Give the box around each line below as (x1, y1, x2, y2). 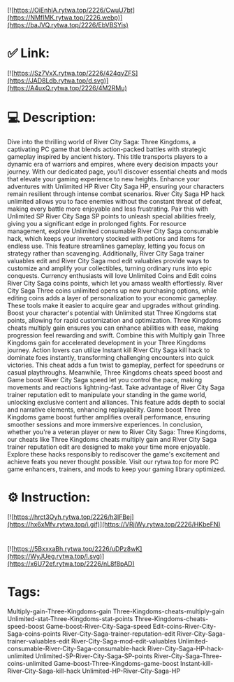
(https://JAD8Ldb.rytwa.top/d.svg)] (7, 76, 109, 85)
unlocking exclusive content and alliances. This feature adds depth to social (7, 398, 226, 406)
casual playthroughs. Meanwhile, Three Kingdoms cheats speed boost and (7, 368, 224, 377)
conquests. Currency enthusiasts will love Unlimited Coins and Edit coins (7, 271, 217, 279)
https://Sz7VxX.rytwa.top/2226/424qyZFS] (13, 69, 138, 77)
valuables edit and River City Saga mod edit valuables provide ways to (7, 256, 210, 265)
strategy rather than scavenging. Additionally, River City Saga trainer (7, 249, 205, 258)
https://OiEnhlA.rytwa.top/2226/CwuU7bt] (13, 6, 135, 14)
